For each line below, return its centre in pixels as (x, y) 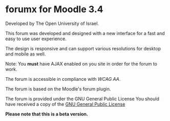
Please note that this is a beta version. (47, 114)
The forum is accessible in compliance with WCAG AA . (63, 79)
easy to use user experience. (36, 39)
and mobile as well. (26, 54)
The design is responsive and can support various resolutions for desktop (83, 48)
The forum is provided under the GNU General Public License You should (82, 99)
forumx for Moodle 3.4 (54, 9)
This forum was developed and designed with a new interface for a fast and (85, 33)
